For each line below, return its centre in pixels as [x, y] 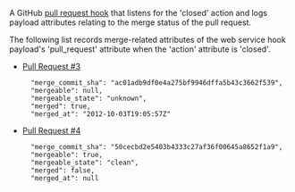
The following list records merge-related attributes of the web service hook [147, 40]
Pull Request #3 [51, 67]
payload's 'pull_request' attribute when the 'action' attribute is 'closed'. [140, 49]
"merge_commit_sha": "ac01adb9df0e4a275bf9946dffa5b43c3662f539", [157, 83]
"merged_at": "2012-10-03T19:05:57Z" [101, 114]
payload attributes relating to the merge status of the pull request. [131, 22]
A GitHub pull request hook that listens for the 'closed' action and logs [139, 13]
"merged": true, [61, 106]
